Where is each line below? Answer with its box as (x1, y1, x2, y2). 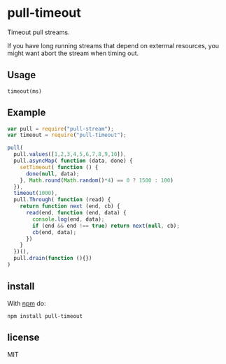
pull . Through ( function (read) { (13, 196, 111, 203)
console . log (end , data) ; (32, 215, 105, 223)
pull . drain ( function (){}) (13, 255, 92, 262)
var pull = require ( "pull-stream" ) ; (7, 125, 114, 132)
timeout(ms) (7, 87, 42, 95)
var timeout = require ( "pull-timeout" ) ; (7, 131, 127, 139)
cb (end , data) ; (32, 228, 77, 235)
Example (7, 107, 46, 119)
